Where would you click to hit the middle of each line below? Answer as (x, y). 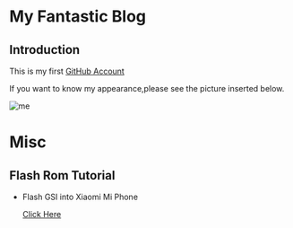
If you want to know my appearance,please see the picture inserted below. (147, 88)
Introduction (45, 50)
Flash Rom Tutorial (62, 175)
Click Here (42, 214)
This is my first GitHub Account (67, 71)
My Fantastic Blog (78, 17)
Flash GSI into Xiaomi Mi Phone (80, 197)
